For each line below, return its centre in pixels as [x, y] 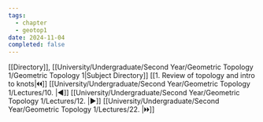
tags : [17, 15]
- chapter [31, 23]
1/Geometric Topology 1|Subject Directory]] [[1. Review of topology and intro [132, 76]
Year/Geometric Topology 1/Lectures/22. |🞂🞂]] [81, 109]
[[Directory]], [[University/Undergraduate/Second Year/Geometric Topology [131, 67]
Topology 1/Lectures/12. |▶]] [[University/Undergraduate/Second [114, 101]
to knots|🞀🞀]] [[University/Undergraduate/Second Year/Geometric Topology [129, 84]
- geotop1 [31, 30]
